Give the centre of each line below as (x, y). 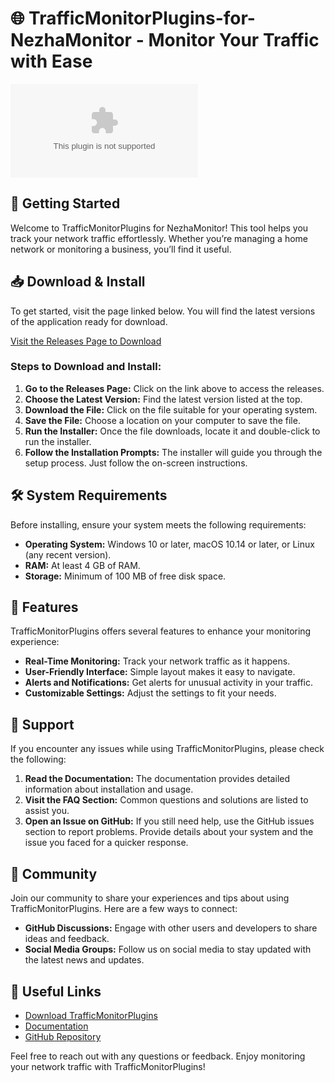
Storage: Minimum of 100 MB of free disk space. (125, 576)
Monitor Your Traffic (234, 40)
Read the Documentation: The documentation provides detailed (157, 779)
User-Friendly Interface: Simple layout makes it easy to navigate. (160, 672)
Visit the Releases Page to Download (86, 341)
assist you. (47, 811)
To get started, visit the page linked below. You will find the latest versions (163, 311)
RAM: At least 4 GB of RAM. (82, 565)
